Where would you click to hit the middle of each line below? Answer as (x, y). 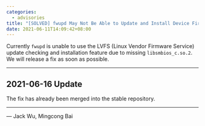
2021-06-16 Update (44, 84)
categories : (21, 12)
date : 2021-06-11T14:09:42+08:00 (49, 29)
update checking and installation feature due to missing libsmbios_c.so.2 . (99, 53)
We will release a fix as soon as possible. (58, 59)
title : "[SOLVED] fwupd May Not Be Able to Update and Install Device (98, 23)
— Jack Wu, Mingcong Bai (40, 116)
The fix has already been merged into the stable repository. (81, 99)
